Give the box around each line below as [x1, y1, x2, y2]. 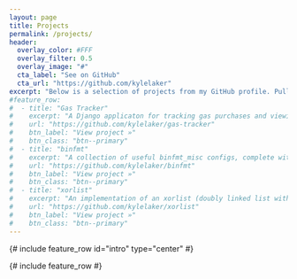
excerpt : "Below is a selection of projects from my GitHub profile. [9, 87, 271, 96]
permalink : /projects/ [9, 29, 93, 38]
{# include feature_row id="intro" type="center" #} [9, 243, 194, 253]
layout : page [9, 12, 57, 22]
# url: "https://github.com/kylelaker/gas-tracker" [9, 120, 216, 129]
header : [9, 37, 38, 47]
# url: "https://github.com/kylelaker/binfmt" [9, 161, 196, 170]
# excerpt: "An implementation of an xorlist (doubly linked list [9, 194, 271, 204]
